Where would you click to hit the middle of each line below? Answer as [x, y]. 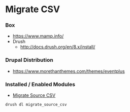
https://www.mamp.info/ [38, 36]
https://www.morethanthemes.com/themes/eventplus [69, 71]
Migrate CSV [32, 9]
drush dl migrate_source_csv [36, 105]
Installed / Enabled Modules [40, 84]
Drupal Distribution [29, 60]
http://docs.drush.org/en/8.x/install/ [58, 47]
